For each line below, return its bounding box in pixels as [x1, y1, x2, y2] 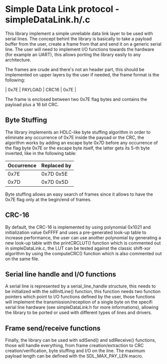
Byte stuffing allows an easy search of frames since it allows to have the [5, 191, 153, 197]
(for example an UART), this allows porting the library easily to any [5, 51, 141, 58]
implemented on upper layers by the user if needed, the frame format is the [5, 72, 160, 77]
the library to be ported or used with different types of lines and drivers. [5, 309, 153, 316]
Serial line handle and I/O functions [5, 270, 116, 279]
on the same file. [5, 256, 40, 262]
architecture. [5, 57, 31, 63]
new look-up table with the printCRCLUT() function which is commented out [5, 240, 161, 246]
